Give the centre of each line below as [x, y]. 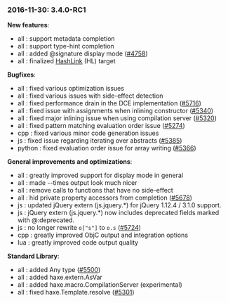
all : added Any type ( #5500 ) [59, 270]
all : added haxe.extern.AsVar [60, 277]
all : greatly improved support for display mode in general [100, 175]
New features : [28, 25]
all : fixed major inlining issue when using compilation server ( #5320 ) [117, 118]
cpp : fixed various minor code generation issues [88, 133]
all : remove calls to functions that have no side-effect [95, 191]
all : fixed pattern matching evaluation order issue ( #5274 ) [101, 126]
